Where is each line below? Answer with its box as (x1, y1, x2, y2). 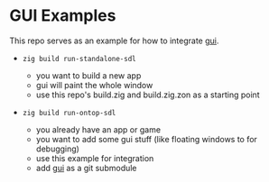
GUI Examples (9, 5, 116, 26)
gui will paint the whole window (35, 79, 153, 90)
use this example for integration (35, 152, 154, 163)
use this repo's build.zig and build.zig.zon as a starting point (35, 89, 260, 100)
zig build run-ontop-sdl (22, 108, 116, 117)
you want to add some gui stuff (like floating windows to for (35, 133, 257, 144)
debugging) (35, 143, 79, 154)
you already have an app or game (35, 123, 161, 135)
